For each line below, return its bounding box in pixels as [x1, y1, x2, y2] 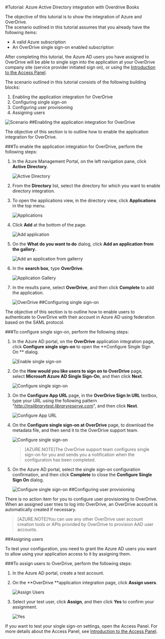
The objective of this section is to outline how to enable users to [5, 309, 135, 315]
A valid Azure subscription [12, 39, 66, 45]
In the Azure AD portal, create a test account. [12, 570, 104, 576]
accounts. [17, 526, 38, 532]
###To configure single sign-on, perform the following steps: [5, 329, 129, 335]
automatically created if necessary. [5, 507, 76, 512]
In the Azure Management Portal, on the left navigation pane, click [12, 158, 147, 164]
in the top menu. [12, 203, 46, 209]
